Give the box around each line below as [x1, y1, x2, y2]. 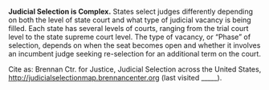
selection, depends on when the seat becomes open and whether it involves [8, 41, 261, 50]
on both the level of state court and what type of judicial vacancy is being [8, 15, 251, 25]
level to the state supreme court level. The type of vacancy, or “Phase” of [8, 32, 251, 41]
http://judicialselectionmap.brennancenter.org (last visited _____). [8, 73, 222, 82]
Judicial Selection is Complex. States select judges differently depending [8, 7, 254, 16]
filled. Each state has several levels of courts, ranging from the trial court [8, 24, 249, 33]
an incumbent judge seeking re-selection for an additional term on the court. [8, 49, 261, 58]
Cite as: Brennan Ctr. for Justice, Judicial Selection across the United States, [8, 65, 262, 74]
